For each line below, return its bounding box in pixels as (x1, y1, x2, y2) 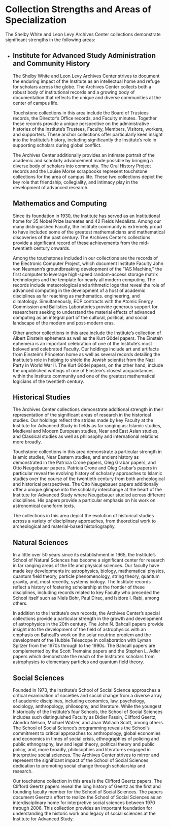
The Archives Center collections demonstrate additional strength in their (12, 406, 164, 412)
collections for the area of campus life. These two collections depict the (12, 173, 163, 180)
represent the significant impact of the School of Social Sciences (12, 757, 149, 763)
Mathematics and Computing (12, 199, 107, 208)
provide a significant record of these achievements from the (12, 240, 139, 246)
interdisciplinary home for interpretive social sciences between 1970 (12, 800, 156, 806)
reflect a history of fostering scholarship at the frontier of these (12, 584, 145, 590)
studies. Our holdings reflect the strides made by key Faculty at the (12, 417, 153, 423)
